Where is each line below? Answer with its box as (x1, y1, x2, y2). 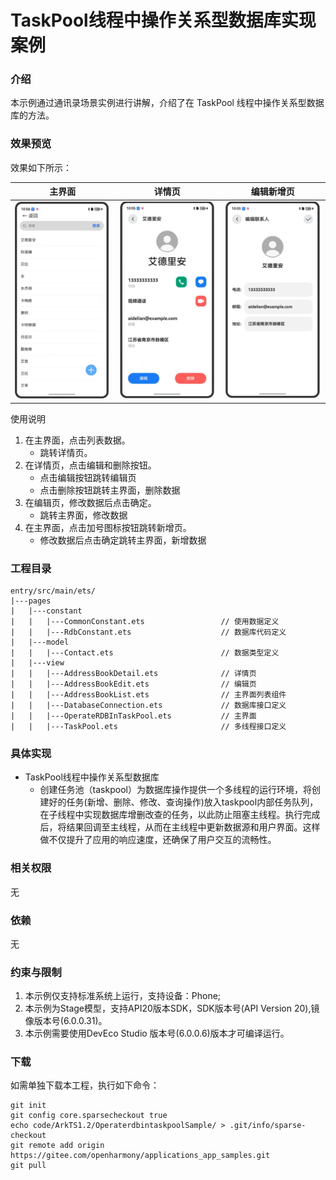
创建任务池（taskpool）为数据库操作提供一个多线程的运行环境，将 (39, 784, 312, 796)
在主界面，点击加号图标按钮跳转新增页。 (24, 521, 192, 533)
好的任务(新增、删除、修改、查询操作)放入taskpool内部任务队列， (48, 796, 319, 808)
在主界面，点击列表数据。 (24, 434, 131, 446)
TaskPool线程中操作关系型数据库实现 (10, 9, 317, 32)
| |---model (10, 637, 70, 647)
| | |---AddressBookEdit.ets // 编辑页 (10, 679, 257, 689)
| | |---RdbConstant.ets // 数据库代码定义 (10, 627, 287, 637)
